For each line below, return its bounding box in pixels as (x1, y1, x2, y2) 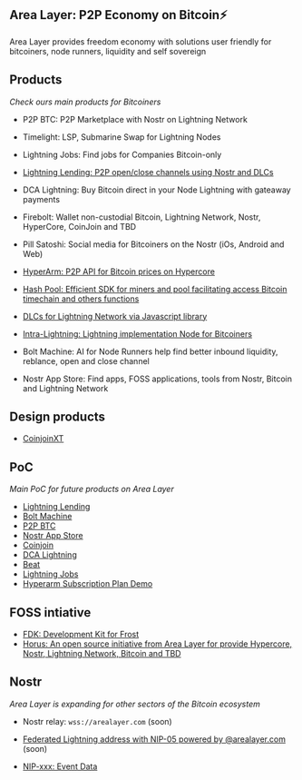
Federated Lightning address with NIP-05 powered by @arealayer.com (22, 734, 286, 745)
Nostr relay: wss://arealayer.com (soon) (22, 716, 172, 726)
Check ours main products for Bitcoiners (9, 96, 161, 107)
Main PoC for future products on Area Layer (9, 484, 174, 495)
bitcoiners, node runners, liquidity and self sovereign (9, 45, 207, 56)
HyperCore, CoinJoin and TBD (22, 221, 137, 232)
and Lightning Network (22, 382, 109, 393)
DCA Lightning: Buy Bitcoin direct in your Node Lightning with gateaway (22, 184, 292, 195)
